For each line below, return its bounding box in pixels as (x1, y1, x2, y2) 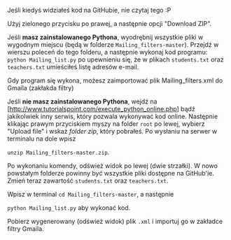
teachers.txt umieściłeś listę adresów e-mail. (7, 63, 139, 71)
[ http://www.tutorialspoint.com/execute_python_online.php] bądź (7, 105, 196, 113)
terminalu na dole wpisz (7, 134, 76, 143)
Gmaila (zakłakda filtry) (7, 84, 74, 92)
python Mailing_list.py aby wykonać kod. (7, 204, 131, 212)
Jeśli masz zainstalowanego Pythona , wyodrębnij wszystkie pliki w (7, 33, 204, 41)
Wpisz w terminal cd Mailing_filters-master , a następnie (7, 190, 174, 198)
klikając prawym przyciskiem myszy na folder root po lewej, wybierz (7, 120, 205, 128)
